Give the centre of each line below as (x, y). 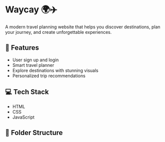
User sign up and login (36, 60)
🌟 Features (22, 48)
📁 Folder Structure (34, 133)
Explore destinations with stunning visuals (55, 70)
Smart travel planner (33, 65)
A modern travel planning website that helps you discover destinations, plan (83, 27)
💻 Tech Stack (27, 92)
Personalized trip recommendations (49, 76)
